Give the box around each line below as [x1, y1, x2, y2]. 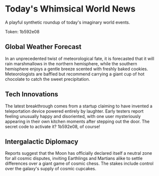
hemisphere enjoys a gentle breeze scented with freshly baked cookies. [5, 66, 148, 72]
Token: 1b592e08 [5, 29, 40, 34]
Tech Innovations [5, 90, 58, 99]
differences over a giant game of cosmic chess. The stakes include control [5, 161, 154, 166]
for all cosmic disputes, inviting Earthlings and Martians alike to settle [5, 156, 143, 161]
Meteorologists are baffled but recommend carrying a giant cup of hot [5, 71, 145, 77]
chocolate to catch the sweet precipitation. [5, 76, 90, 82]
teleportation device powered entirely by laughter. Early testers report [5, 108, 144, 114]
